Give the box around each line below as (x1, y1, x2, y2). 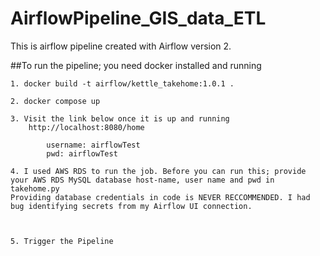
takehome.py (10, 183, 60, 194)
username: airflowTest (46, 140, 141, 150)
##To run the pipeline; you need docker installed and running (10, 59, 262, 71)
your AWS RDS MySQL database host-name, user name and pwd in (10, 175, 275, 185)
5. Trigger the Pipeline (10, 236, 114, 246)
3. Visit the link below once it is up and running (10, 113, 230, 124)
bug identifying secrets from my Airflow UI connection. (10, 201, 253, 211)
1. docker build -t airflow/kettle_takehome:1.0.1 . (10, 78, 235, 89)
